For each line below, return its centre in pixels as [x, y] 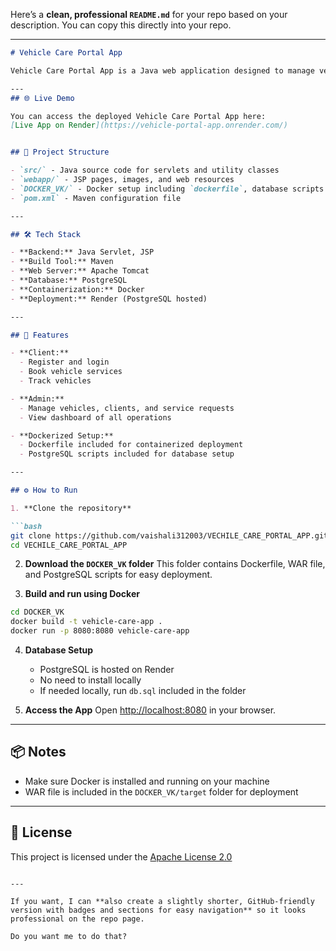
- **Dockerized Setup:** [62, 435]
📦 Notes [38, 752]
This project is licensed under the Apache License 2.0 [121, 856]
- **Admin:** [37, 399]
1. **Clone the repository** [71, 508]
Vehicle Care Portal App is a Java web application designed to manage [162, 70]
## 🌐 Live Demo [42, 98]
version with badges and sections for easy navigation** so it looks [158, 910]
